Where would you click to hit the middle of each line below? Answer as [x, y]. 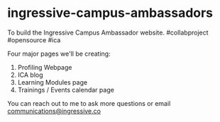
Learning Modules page [52, 82]
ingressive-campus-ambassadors [110, 13]
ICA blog [31, 75]
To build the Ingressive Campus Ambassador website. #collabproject [108, 32]
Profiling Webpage [45, 67]
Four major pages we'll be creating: [59, 54]
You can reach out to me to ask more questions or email [89, 103]
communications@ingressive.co [54, 111]
